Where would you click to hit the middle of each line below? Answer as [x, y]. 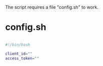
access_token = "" [22, 58]
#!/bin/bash [18, 45]
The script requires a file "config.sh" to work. [52, 7]
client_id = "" [19, 54]
